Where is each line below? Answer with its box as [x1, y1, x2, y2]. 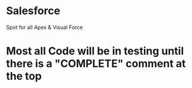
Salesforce [6, 4, 61, 18]
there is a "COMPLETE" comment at [6, 57, 186, 70]
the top [6, 70, 42, 83]
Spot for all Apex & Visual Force [6, 24, 83, 31]
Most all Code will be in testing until [6, 44, 184, 58]
